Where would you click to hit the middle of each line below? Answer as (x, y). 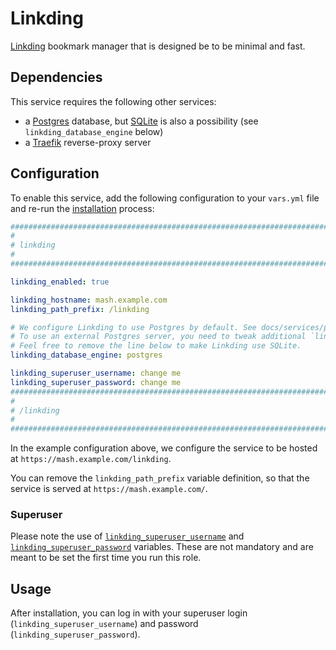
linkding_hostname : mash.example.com (89, 300)
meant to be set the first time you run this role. (106, 558)
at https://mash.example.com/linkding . (91, 459)
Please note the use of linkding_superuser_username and (127, 536)
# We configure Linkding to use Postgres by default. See (133, 327)
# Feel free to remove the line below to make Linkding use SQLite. (156, 346)
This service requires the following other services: (113, 101)
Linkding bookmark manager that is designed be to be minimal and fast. (158, 46)
